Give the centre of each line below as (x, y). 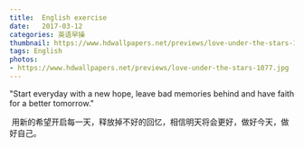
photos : (24, 60)
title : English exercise (58, 18)
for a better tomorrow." (52, 103)
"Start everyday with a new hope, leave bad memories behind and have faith (152, 93)
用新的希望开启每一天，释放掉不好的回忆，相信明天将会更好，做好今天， (146, 122)
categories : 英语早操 (47, 34)
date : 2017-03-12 (46, 26)
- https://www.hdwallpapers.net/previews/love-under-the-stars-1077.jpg (149, 69)
